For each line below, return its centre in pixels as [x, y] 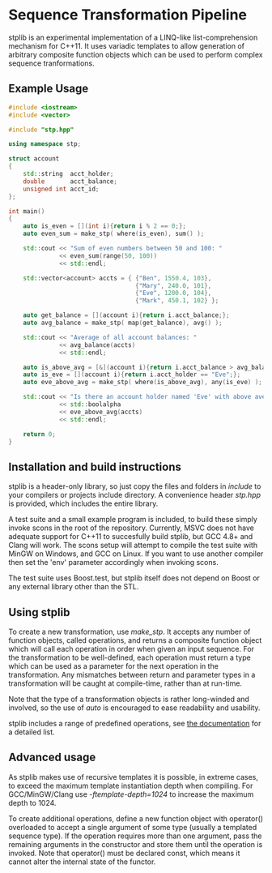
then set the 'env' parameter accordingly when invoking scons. [113, 563]
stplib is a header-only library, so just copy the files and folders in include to [135, 486]
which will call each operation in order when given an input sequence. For [132, 649]
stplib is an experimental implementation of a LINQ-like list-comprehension [133, 37]
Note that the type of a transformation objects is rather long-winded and [129, 699]
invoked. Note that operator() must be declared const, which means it [124, 853]
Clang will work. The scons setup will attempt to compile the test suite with [133, 546]
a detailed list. [32, 732]
